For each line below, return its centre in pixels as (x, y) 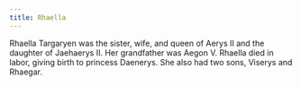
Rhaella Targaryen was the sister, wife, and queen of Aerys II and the (137, 43)
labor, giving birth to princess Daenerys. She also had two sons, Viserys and (151, 62)
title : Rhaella (38, 17)
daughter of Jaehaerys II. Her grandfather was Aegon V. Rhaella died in (141, 52)
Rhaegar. (26, 72)
